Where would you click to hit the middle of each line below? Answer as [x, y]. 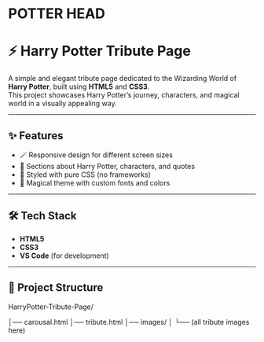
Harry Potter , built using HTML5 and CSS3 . [79, 86]
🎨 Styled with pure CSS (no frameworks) [85, 175]
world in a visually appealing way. [62, 104]
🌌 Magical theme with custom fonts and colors [95, 182]
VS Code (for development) [64, 256]
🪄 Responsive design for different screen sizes [96, 155]
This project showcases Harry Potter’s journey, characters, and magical [124, 95]
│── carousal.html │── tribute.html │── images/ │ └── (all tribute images [129, 322]
